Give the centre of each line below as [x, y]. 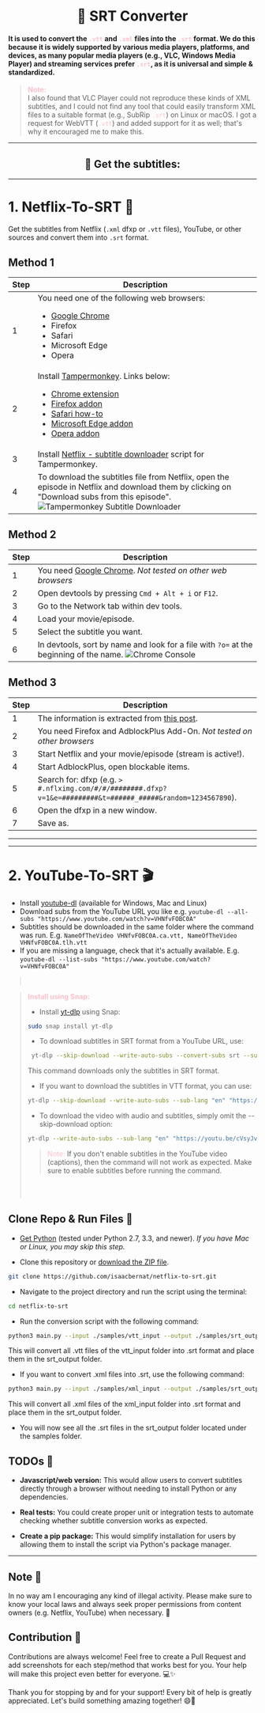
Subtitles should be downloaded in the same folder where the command [136, 927]
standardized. [32, 72]
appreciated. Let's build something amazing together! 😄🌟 [102, 1700]
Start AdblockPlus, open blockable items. [114, 767]
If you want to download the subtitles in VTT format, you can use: [146, 1086]
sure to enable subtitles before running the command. [134, 1171]
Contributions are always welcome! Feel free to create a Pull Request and [127, 1656]
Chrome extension [85, 393]
